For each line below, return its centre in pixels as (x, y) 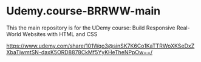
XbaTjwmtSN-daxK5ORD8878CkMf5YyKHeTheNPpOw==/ (80, 52)
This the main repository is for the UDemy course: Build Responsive (91, 28)
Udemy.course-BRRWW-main (83, 11)
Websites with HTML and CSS (60, 34)
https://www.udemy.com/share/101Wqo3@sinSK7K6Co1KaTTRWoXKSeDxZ (101, 46)
